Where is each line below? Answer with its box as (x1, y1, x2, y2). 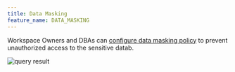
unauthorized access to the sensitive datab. (7, 43, 134, 52)
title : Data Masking (7, 10, 68, 17)
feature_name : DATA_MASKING (7, 17, 90, 24)
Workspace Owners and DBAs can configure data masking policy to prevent (7, 36, 228, 44)
